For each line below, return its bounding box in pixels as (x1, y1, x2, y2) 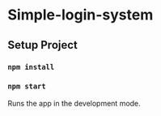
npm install (7, 62, 55, 71)
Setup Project (7, 38, 78, 52)
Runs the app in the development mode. (7, 98, 141, 108)
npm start (7, 82, 46, 91)
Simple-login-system (7, 6, 154, 24)
